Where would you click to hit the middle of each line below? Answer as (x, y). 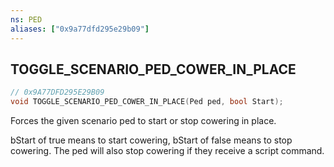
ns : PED (26, 19)
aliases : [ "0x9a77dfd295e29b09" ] (80, 29)
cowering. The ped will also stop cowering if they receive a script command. (167, 151)
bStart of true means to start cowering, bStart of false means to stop (151, 140)
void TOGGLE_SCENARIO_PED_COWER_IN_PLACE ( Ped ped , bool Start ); (147, 102)
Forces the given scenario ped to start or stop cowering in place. (143, 121)
